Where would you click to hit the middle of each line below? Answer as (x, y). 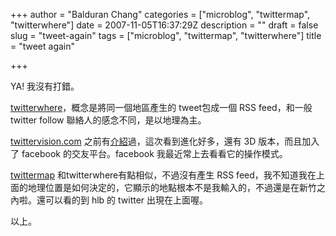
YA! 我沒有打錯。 (45, 86)
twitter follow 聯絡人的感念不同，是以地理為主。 (108, 120)
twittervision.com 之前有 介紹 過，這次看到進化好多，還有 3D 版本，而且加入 (165, 141)
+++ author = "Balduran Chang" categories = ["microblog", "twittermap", (160, 14)
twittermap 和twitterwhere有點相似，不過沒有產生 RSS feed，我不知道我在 (163, 175)
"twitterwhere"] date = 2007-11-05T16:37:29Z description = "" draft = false (164, 25)
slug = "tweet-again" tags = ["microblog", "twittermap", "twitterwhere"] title (166, 35)
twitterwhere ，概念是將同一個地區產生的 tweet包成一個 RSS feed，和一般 (161, 107)
